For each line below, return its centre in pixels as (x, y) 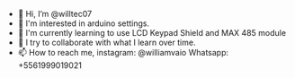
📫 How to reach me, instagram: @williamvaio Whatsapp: (123, 52)
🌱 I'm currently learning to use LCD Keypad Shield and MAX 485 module (152, 33)
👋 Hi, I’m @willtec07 (55, 14)
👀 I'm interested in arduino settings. (84, 23)
